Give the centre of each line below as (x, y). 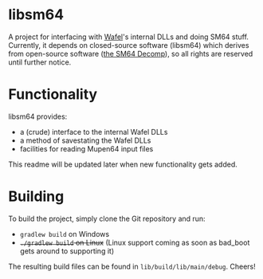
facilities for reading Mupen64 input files (86, 148)
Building (36, 196)
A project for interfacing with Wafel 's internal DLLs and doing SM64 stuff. (129, 37)
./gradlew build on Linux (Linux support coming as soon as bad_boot (135, 242)
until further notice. (40, 62)
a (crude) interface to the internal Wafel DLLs (94, 132)
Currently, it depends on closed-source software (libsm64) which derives (129, 45)
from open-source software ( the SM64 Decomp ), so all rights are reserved (131, 53)
